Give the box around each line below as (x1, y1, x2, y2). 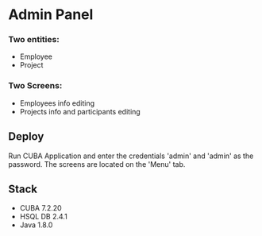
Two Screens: (8, 80, 63, 91)
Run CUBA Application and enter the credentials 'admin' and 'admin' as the (8, 151, 254, 161)
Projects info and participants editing (19, 106, 141, 116)
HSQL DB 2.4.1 (19, 212, 67, 222)
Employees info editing (19, 98, 95, 108)
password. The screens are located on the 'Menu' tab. (8, 159, 186, 168)
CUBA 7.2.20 (19, 203, 62, 213)
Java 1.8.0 (19, 220, 53, 230)
